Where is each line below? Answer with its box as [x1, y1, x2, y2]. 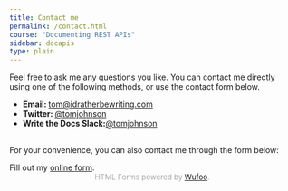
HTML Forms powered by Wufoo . [94, 172, 210, 182]
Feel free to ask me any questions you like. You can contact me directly [9, 72, 275, 82]
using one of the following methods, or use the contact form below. [9, 81, 261, 92]
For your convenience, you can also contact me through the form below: [9, 145, 279, 156]
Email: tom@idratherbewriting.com [22, 99, 154, 110]
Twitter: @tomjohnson [22, 109, 107, 119]
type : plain [9, 47, 54, 56]
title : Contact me [9, 13, 79, 23]
